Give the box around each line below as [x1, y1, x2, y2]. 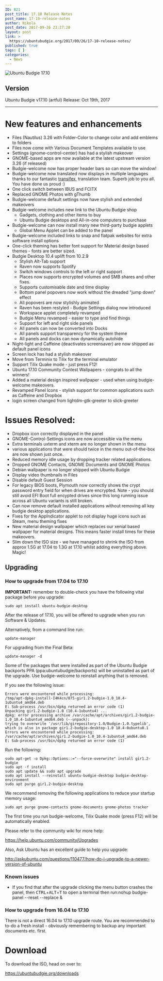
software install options [12, 238, 59, 243]
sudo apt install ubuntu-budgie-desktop [5, 603, 88, 608]
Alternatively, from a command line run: [5, 627, 84, 632]
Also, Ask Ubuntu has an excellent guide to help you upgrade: [5, 847, 129, 852]
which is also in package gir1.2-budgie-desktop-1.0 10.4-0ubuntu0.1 [5, 725, 149, 731]
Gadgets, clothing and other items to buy [19, 212, 101, 217]
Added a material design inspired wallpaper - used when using [12, 377, 138, 382]
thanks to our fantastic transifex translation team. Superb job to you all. [12, 176, 155, 182]
